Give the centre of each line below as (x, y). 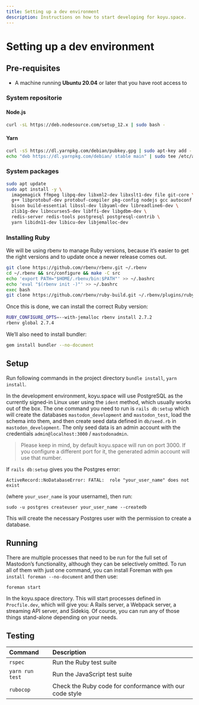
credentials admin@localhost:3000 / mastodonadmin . (67, 433)
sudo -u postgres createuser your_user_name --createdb (76, 507)
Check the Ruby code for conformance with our (118, 686)
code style (67, 694)
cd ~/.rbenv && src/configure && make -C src (63, 273)
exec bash (18, 290)
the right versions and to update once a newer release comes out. (86, 257)
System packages (33, 172)
